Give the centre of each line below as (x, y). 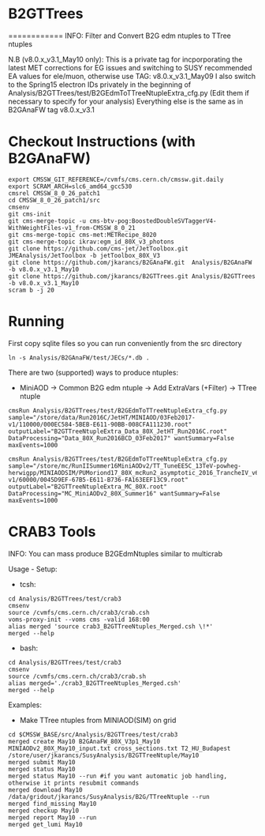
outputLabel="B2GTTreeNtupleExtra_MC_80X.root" (88, 487)
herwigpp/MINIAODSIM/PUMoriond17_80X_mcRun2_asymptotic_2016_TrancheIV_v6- (135, 473)
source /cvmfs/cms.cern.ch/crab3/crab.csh (79, 612)
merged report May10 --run (52, 817)
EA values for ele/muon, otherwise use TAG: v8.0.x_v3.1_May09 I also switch (132, 76)
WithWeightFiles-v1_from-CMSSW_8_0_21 (72, 228)
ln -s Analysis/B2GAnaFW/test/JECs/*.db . (79, 358)
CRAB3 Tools (52, 532)
